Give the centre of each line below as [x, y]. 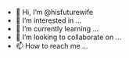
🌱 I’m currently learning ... [57, 29]
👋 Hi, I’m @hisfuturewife [54, 12]
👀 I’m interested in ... [48, 20]
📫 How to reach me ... [52, 46]
